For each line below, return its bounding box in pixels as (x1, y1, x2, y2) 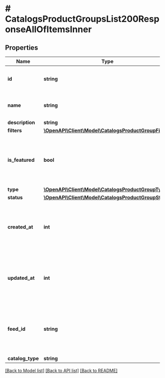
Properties (5, 43, 38, 52)
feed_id (7, 325, 26, 332)
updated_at (7, 275, 35, 281)
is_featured (7, 157, 35, 163)
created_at (7, 224, 33, 230)
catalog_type (7, 355, 39, 362)
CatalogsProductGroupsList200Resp (5, 13, 160, 25)
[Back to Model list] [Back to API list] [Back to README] (5, 368, 118, 374)
